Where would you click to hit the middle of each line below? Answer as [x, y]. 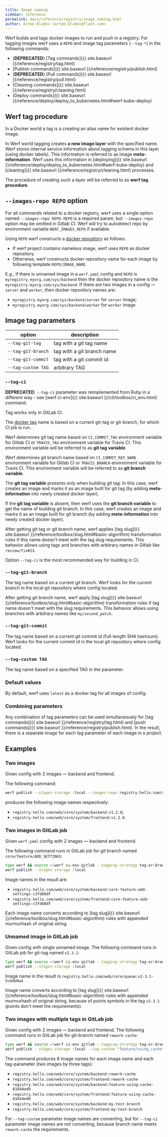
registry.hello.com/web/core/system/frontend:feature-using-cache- [84, 1094]
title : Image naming [27, 10]
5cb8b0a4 [14, 981]
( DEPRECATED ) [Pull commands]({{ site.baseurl [62, 74]
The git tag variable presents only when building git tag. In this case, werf [81, 483]
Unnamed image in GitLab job [42, 937]
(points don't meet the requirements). [44, 1006]
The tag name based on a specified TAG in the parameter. [64, 669]
